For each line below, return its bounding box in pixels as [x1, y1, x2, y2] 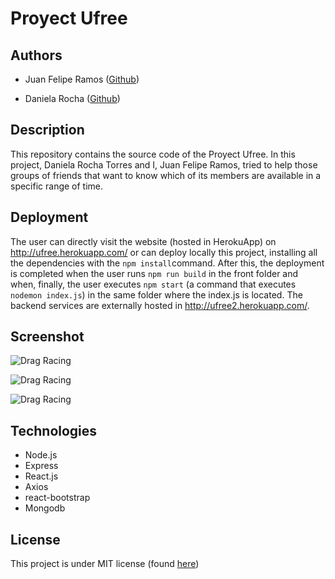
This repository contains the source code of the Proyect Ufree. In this [10, 148, 296, 160]
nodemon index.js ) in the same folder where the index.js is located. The [10, 288, 303, 301]
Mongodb [24, 502, 66, 514]
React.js [24, 470, 59, 482]
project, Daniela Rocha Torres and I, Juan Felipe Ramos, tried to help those [10, 158, 318, 171]
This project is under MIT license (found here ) [10, 558, 200, 570]
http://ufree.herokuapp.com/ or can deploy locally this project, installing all [10, 246, 318, 258]
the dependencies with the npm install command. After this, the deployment [10, 257, 325, 269]
